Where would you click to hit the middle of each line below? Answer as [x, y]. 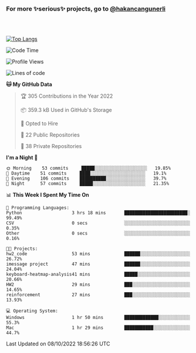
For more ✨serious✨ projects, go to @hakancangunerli [86, 9]
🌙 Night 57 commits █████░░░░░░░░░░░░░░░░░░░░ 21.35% [87, 184]
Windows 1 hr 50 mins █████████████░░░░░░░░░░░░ [98, 318]
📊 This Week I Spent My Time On [48, 195]
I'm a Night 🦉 [22, 157]
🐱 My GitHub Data [29, 84]
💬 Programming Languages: [38, 208]
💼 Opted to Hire [39, 124]
